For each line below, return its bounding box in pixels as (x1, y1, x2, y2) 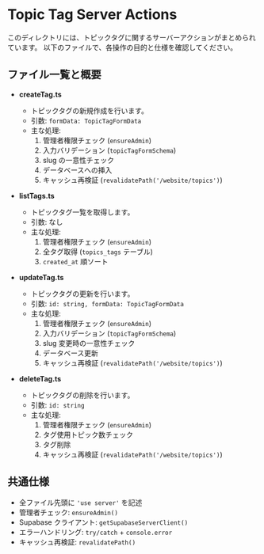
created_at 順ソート (42, 256, 109, 266)
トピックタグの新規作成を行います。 (30, 105, 148, 116)
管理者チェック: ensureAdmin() (18, 507, 118, 517)
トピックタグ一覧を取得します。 (30, 207, 135, 217)
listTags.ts (18, 191, 55, 200)
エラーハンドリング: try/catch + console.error (18, 527, 173, 537)
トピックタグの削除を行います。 (30, 390, 135, 400)
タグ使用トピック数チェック (42, 430, 134, 439)
